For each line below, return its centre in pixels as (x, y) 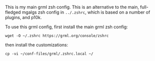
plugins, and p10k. (23, 17)
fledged (13, 12)
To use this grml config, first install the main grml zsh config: (66, 27)
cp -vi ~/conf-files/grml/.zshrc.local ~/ (49, 54)
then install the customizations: (37, 45)
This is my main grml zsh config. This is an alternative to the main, (72, 7)
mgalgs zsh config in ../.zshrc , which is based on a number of (86, 12)
